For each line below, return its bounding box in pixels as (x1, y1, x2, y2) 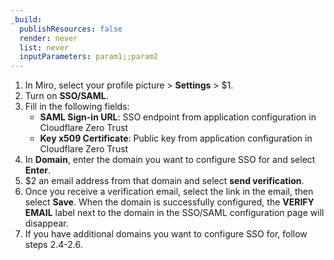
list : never (19, 42, 70, 53)
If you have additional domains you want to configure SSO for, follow (24, 228, 308, 240)
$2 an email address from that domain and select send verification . (24, 175, 305, 187)
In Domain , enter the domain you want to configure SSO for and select (24, 154, 316, 166)
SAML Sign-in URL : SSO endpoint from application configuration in (39, 111, 317, 123)
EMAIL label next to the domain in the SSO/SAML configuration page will (24, 207, 325, 219)
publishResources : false (19, 24, 123, 34)
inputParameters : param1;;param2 (19, 52, 159, 62)
